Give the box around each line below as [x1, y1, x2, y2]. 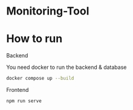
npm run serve [6, 98, 42, 104]
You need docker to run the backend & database [6, 63, 127, 71]
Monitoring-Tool [6, 4, 89, 18]
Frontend [6, 86, 29, 93]
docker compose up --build [6, 76, 74, 82]
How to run [6, 32, 63, 46]
